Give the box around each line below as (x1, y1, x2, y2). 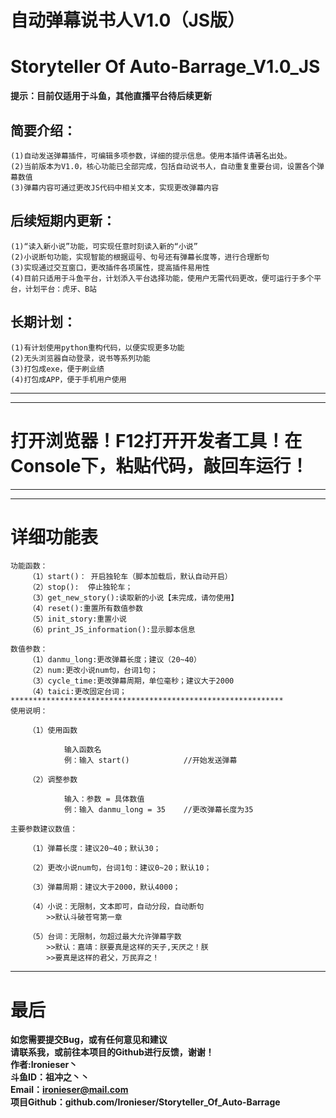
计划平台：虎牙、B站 (24, 284, 97, 294)
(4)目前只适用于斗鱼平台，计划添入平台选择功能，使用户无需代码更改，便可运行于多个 (10, 273, 315, 283)
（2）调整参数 (28, 775, 78, 785)
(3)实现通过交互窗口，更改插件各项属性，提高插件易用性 (10, 262, 210, 273)
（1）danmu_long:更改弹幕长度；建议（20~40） (28, 655, 202, 665)
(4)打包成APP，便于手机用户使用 (10, 374, 127, 385)
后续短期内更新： (10, 212, 116, 230)
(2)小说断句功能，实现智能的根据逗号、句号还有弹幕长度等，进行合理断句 (10, 252, 270, 262)
